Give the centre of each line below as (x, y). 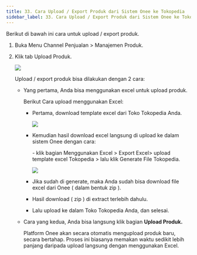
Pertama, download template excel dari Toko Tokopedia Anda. (107, 113)
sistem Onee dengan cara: (64, 141)
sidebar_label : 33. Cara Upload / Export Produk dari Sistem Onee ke (93, 17)
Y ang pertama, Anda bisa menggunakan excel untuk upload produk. (105, 90)
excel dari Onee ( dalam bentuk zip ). (77, 188)
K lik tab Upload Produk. (43, 56)
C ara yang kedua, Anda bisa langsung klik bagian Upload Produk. (103, 222)
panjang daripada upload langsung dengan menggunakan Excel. (101, 245)
